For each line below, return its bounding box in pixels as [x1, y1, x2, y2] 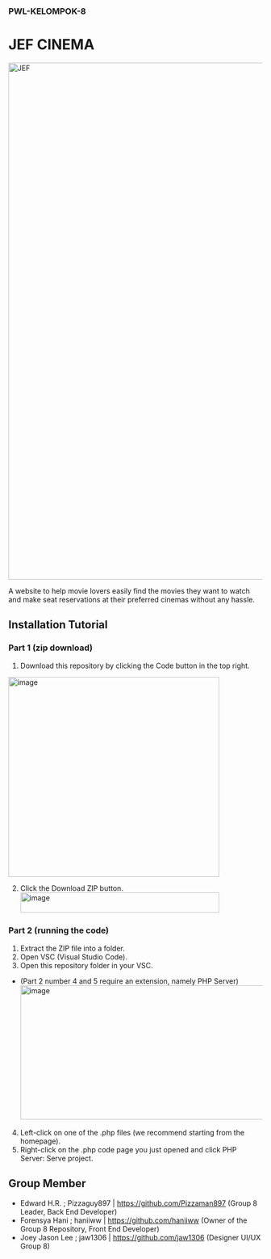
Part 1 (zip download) [8, 642, 93, 653]
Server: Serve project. [19, 1153, 94, 1163]
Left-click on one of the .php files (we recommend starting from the [19, 1127, 244, 1137]
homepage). [19, 1136, 61, 1146]
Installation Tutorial [8, 618, 108, 632]
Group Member [8, 1177, 86, 1190]
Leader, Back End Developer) [19, 1207, 118, 1216]
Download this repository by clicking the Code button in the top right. [19, 661, 250, 670]
